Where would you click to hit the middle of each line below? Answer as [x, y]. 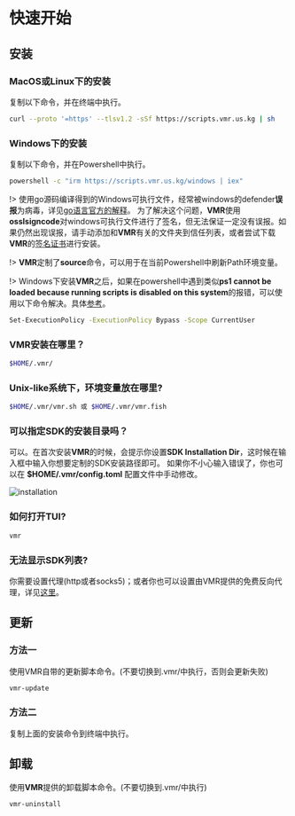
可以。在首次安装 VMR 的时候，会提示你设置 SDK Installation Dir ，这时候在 [144, 452]
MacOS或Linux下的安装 [60, 81]
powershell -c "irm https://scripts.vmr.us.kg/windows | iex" [126, 181]
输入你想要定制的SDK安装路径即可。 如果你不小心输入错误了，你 [150, 463]
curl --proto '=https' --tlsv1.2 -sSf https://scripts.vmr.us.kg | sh [142, 119]
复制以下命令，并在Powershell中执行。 [80, 164]
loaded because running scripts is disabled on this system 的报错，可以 [142, 292]
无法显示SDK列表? [49, 560]
